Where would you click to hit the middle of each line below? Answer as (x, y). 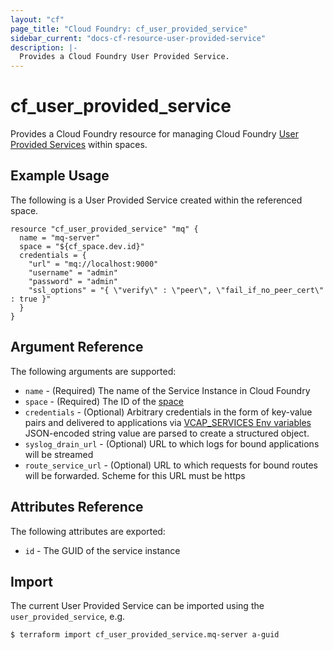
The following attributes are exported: (88, 531)
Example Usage (60, 176)
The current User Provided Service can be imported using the (137, 606)
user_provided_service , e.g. (68, 617)
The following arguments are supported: (93, 371)
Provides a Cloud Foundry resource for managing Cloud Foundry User (154, 134)
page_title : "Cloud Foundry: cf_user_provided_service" (129, 29)
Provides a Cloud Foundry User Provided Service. (124, 57)
